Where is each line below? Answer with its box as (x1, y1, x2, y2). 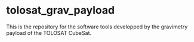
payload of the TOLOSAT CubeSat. (6, 29, 91, 36)
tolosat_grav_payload (6, 4, 115, 17)
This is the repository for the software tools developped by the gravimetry (6, 23, 188, 30)
